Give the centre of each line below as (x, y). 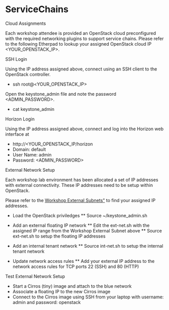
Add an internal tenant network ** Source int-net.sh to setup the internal (88, 246)
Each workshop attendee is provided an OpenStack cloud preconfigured (81, 33)
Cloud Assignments (26, 23)
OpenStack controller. (28, 74)
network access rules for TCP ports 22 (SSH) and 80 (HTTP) (76, 266)
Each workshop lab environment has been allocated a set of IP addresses (82, 180)
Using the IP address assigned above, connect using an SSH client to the (81, 69)
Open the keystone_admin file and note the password (61, 94)
